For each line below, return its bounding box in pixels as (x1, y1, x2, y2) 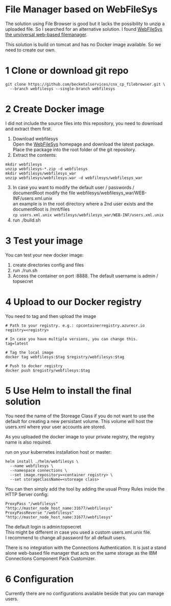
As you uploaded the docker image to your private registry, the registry (5, 433, 155, 439)
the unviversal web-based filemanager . (5, 31, 88, 37)
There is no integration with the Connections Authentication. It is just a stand (5, 544, 166, 551)
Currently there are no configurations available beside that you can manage (5, 590, 164, 596)
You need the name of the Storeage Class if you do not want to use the (5, 413, 155, 419)
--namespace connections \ (10, 468, 67, 473)
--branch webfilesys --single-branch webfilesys (10, 86, 115, 91)
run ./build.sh (12, 217, 41, 223)
